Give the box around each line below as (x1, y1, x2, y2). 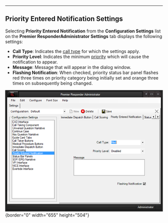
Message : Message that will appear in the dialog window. (12, 64, 131, 70)
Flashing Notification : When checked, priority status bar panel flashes (12, 69, 158, 75)
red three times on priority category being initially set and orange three (12, 74, 158, 80)
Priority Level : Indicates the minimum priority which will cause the (12, 53, 149, 59)
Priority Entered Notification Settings (5, 14, 123, 23)
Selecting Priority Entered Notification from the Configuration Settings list (5, 28, 161, 34)
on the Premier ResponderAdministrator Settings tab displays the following (5, 33, 162, 39)
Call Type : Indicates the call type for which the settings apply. (12, 48, 140, 54)
